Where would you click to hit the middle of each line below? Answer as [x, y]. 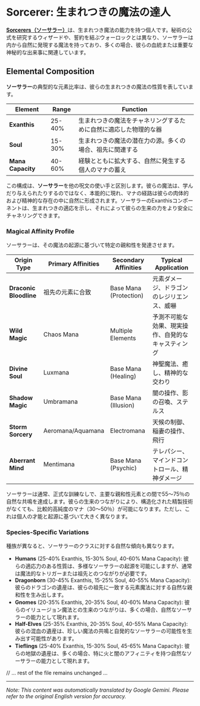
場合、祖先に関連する [108, 149]
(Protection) [127, 296]
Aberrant [22, 461]
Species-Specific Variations [48, 532]
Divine [18, 369]
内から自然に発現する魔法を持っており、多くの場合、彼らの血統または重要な [100, 45]
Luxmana [57, 373]
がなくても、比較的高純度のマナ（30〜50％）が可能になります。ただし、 [96, 509]
